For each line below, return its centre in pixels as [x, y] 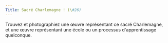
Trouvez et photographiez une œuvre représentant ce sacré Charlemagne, [84, 24]
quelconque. [19, 35]
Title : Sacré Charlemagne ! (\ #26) [43, 10]
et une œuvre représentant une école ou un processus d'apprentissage [81, 30]
